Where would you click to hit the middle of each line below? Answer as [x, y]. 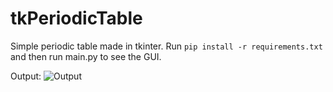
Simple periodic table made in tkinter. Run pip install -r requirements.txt [166, 46]
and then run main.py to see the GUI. [86, 56]
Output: [26, 76]
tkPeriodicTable [76, 18]
